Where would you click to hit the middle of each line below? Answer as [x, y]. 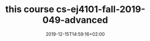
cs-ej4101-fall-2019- [101, 9]
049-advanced [75, 20]
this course [30, 9]
